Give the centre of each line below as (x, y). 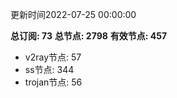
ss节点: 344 (49, 69)
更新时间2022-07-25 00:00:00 (73, 14)
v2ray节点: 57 (53, 57)
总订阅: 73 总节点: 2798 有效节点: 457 (89, 36)
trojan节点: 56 (53, 82)
